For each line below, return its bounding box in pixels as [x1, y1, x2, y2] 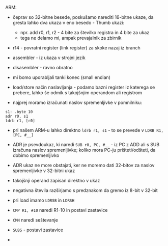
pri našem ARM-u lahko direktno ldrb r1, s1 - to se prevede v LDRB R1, [12, 127, 164, 133]
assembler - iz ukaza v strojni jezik [12, 54, 86, 61]
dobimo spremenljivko [12, 152, 60, 158]
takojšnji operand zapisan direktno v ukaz [12, 178, 100, 183]
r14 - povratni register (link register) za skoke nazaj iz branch [12, 45, 141, 50]
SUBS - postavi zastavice [12, 227, 64, 233]
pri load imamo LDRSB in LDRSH [12, 197, 75, 203]
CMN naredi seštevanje [12, 217, 59, 223]
